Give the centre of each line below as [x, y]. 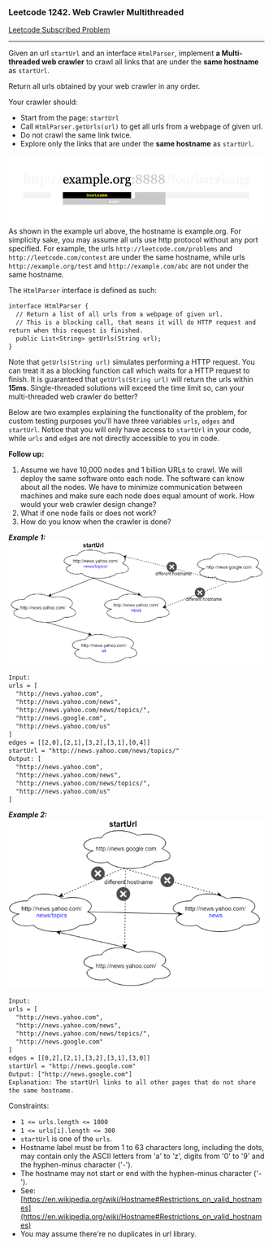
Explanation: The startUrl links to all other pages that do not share [132, 1082]
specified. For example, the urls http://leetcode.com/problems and [121, 248]
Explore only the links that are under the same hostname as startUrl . [137, 144]
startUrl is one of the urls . [66, 1139]
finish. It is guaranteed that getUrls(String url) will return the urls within [131, 379]
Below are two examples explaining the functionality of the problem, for [128, 412]
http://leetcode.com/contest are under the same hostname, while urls [127, 257]
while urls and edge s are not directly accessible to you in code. [114, 438]
